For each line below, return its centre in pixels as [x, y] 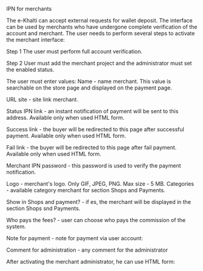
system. [16, 227]
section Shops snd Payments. [43, 208]
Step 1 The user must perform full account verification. [75, 51]
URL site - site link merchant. [42, 100]
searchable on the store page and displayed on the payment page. [89, 88]
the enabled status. [30, 70]
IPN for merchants [29, 9]
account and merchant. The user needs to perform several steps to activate [101, 33]
